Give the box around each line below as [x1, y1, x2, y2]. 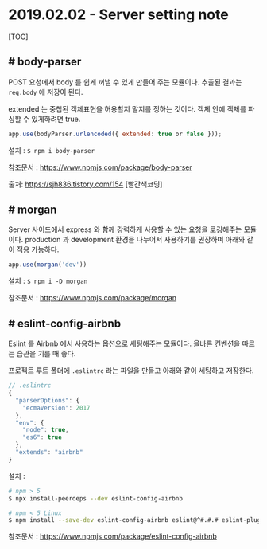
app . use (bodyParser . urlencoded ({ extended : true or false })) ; [8, 130, 222, 138]
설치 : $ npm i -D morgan [8, 276, 88, 286]
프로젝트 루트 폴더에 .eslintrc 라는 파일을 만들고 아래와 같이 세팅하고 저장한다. [8, 366, 254, 375]
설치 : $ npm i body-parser [8, 145, 95, 155]
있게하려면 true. [31, 114, 81, 124]
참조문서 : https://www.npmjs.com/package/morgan [8, 293, 177, 303]
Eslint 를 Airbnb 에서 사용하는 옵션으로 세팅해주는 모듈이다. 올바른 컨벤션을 [8, 339, 241, 348]
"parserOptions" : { [15, 396, 80, 404]
